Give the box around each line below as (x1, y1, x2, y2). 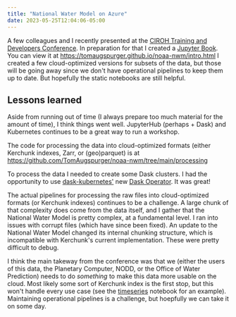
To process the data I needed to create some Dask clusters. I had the (7, 170, 208, 178)
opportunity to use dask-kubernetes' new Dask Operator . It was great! (7, 178, 211, 186)
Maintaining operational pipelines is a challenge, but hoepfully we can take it (7, 294, 229, 303)
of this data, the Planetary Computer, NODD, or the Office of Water (7, 265, 201, 273)
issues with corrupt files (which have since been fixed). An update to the (7, 221, 218, 230)
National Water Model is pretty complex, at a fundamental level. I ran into (7, 213, 218, 222)
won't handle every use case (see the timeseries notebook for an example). (7, 287, 227, 296)
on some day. (7, 302, 47, 311)
